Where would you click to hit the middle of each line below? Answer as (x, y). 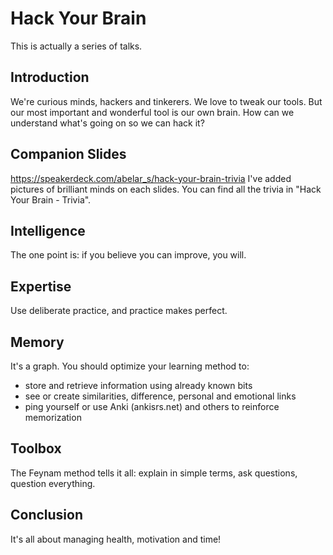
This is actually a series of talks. (76, 46)
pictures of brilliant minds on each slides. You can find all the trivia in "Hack (166, 189)
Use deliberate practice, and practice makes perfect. (119, 311)
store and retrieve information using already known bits (138, 385)
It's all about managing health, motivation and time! (116, 539)
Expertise (41, 286)
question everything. (53, 483)
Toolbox (36, 448)
